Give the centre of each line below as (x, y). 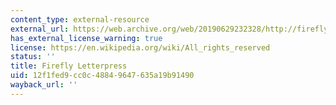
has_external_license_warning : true (86, 38)
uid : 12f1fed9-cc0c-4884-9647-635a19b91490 (102, 76)
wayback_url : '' (44, 85)
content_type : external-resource (80, 19)
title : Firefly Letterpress (69, 66)
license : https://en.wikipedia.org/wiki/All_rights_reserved (140, 47)
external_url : (40, 29)
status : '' (33, 57)
